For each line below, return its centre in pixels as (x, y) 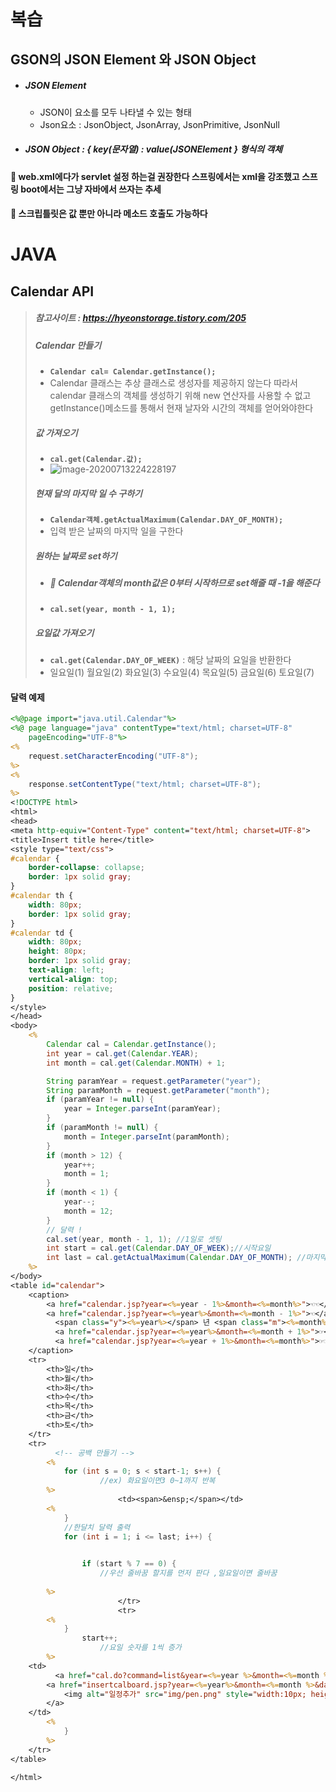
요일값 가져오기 (64, 632)
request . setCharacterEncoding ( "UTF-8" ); (113, 756)
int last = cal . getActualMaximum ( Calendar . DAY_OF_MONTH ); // (176, 1258)
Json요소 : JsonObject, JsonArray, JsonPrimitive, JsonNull (159, 124)
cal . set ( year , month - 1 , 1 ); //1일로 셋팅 (134, 1239)
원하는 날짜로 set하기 (76, 556)
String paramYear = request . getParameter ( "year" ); (154, 1081)
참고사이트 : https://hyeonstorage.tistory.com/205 (140, 318)
